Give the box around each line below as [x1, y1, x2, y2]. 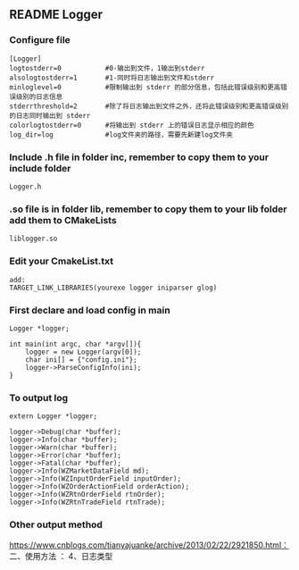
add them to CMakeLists [9, 214, 118, 226]
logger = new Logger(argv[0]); [25, 348, 142, 356]
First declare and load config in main [9, 304, 171, 316]
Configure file [9, 34, 71, 46]
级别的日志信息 [15, 92, 63, 101]
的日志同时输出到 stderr [9, 111, 91, 120]
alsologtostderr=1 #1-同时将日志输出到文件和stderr [9, 73, 215, 82]
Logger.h [9, 182, 42, 191]
